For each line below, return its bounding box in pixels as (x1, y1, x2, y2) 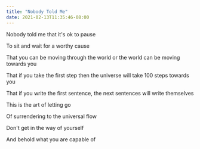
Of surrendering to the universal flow (6, 113, 97, 120)
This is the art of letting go (6, 101, 71, 108)
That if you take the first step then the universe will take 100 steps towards (6, 72, 189, 79)
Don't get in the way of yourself (6, 124, 84, 131)
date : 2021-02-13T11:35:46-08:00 (6, 14, 90, 20)
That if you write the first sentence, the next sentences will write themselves (6, 89, 194, 97)
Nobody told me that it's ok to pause (6, 30, 96, 38)
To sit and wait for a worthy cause (6, 42, 90, 49)
